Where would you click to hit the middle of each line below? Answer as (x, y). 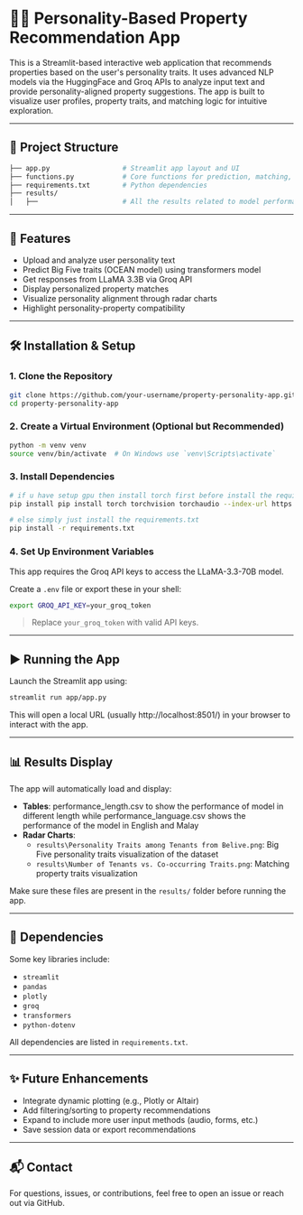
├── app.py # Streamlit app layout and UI (125, 168)
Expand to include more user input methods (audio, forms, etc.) (140, 1119)
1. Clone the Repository (61, 376)
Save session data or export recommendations (109, 1129)
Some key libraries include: (60, 959)
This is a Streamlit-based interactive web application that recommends (141, 62)
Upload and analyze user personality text (99, 260)
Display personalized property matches (96, 289)
